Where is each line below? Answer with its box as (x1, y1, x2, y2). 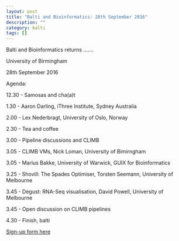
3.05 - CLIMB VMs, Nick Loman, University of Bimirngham (6, 148, 146, 155)
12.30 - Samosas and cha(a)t (6, 92, 76, 99)
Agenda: (6, 80, 27, 88)
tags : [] (6, 30, 27, 36)
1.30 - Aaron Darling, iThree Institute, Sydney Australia (6, 103, 137, 110)
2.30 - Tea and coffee (6, 125, 58, 132)
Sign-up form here (6, 228, 51, 235)
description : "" (6, 19, 46, 25)
